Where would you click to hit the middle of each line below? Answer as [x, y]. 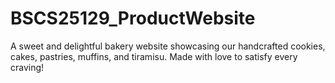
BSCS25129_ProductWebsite [133, 18]
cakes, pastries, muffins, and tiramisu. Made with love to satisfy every [154, 56]
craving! [27, 67]
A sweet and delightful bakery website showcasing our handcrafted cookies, [168, 46]
